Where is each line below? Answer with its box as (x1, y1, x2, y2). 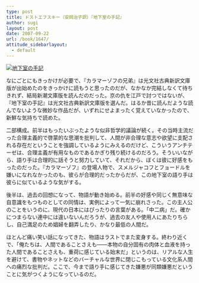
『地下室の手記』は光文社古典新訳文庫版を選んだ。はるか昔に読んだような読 (6, 99, 194, 106)
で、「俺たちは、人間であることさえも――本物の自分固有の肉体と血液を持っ (6, 241, 191, 248)
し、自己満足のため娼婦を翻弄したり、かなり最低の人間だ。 (6, 221, 152, 228)
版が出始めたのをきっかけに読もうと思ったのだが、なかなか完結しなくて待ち (6, 84, 193, 91)
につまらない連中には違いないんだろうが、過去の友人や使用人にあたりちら (6, 213, 188, 220)
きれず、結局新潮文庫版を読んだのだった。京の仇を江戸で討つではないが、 (6, 91, 188, 98)
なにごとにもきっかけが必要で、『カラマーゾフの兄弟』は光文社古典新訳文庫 (6, 77, 191, 84)
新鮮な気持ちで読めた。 (6, 114, 64, 121)
